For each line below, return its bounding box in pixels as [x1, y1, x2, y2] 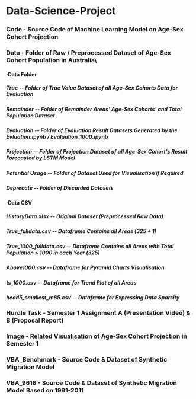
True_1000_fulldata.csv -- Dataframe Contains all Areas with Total [6, 242, 174, 250]
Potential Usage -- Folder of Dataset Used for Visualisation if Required [6, 169, 184, 176]
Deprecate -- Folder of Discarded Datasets [6, 184, 114, 191]
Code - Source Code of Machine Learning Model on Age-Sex [6, 25, 184, 34]
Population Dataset [6, 111, 55, 119]
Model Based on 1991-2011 [6, 387, 84, 395]
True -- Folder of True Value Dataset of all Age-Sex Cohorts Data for [6, 84, 178, 91]
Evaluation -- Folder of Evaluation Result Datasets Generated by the [6, 126, 178, 134]
